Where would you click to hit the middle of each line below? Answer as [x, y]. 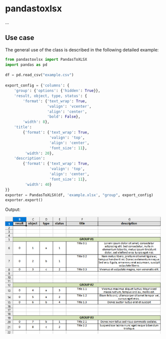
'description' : [30, 159]
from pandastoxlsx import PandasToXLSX [46, 59]
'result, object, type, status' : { [51, 96]
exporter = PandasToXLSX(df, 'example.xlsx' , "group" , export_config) [79, 195]
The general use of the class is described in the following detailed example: [82, 49]
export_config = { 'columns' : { [37, 85]
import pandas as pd [26, 65]
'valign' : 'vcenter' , [69, 106]
